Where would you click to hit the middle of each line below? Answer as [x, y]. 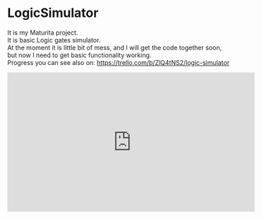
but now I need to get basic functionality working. [79, 55]
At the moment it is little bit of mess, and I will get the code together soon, [115, 47]
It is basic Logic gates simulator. [54, 40]
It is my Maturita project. [43, 32]
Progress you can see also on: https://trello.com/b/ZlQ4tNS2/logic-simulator [118, 62]
